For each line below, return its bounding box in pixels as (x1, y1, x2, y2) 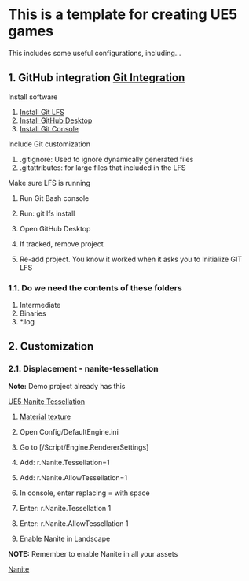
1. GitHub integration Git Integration (8, 71, 185, 84)
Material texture (19, 412, 71, 421)
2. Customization (8, 340, 94, 353)
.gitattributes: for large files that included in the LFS (19, 163, 186, 172)
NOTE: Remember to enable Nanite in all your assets (8, 549, 178, 558)
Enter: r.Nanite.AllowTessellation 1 (19, 518, 129, 528)
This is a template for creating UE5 (8, 6, 238, 24)
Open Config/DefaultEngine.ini (19, 427, 119, 436)
